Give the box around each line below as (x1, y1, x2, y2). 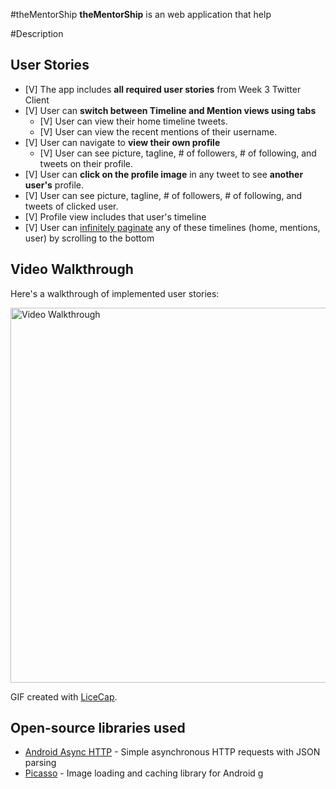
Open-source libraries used (10, 720, 186, 737)
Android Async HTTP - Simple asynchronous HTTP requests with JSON (24, 746, 321, 758)
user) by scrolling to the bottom (24, 232, 155, 244)
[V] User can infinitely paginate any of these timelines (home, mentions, (24, 221, 321, 233)
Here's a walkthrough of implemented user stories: (10, 287, 220, 299)
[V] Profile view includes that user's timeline (24, 210, 207, 223)
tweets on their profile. (39, 157, 134, 169)
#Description (10, 28, 64, 39)
